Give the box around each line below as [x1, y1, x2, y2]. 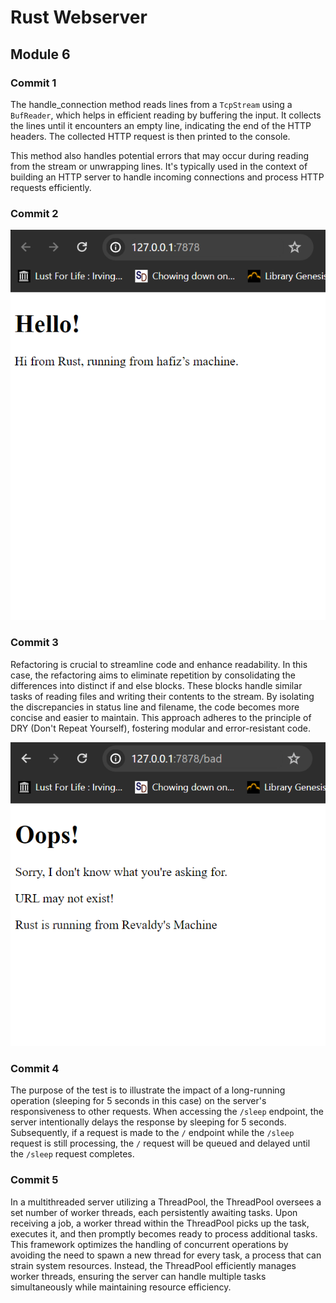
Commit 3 [10, 636, 59, 650]
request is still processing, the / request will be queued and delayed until [10, 1137, 311, 1150]
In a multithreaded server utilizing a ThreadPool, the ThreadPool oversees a [10, 1196, 322, 1208]
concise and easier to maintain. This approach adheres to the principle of [10, 711, 312, 723]
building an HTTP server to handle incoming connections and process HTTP [10, 171, 325, 183]
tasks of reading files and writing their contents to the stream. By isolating [10, 690, 315, 702]
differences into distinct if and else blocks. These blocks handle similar [10, 679, 303, 691]
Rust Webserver [10, 6, 148, 29]
